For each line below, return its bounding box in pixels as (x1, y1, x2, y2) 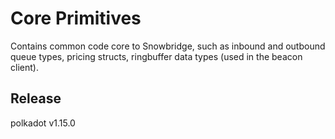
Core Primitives (10, 7, 142, 30)
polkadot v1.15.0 (10, 117, 76, 129)
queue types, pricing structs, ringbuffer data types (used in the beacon (10, 50, 303, 62)
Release (10, 90, 62, 107)
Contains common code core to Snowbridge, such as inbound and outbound (10, 40, 326, 52)
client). (10, 61, 39, 73)
